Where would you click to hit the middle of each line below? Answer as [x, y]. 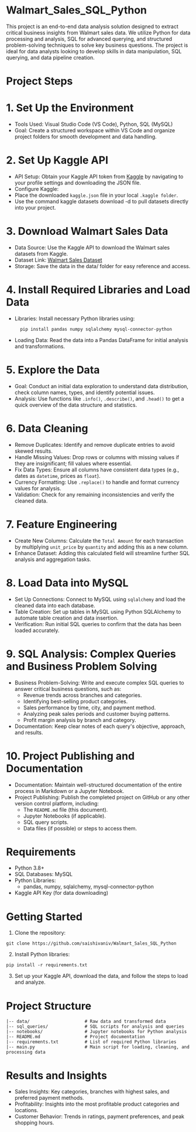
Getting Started [44, 916]
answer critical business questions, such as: [68, 689]
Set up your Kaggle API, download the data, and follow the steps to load [101, 976]
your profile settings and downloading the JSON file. [78, 183]
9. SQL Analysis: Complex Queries [91, 654]
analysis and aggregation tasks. [53, 559]
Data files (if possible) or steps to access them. [80, 828]
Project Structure [49, 1006]
